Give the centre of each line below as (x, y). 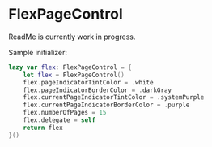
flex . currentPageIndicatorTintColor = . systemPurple (114, 97)
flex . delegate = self (59, 120)
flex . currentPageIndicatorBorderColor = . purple (106, 105)
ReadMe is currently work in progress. (72, 37)
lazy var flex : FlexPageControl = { (70, 67)
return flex (43, 128)
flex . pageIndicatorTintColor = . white (88, 82)
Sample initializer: (38, 52)
